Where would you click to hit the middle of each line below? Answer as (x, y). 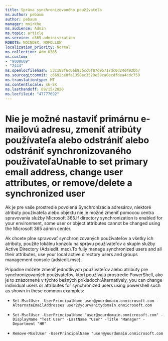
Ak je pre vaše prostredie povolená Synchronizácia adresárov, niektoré (78, 207)
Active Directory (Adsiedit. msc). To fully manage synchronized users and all (83, 249)
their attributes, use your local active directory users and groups (71, 255)
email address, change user (64, 172)
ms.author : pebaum (24, 15)
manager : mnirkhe (23, 24)
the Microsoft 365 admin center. (38, 229)
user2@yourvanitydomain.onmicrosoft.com (109, 305)
